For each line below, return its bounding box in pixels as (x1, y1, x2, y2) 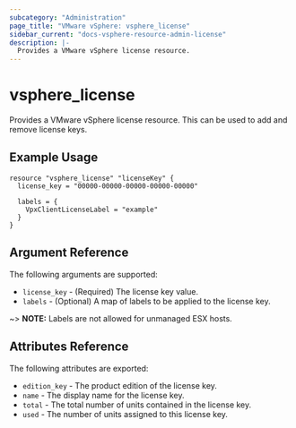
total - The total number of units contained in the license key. (22, 399, 252, 410)
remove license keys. (9, 124, 88, 135)
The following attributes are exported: (9, 363, 149, 373)
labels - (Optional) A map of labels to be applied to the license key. (22, 295, 271, 306)
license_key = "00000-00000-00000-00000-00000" (17, 181, 199, 191)
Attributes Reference (9, 339, 129, 355)
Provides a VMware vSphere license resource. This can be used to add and (9, 115, 288, 125)
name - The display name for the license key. (22, 389, 186, 400)
